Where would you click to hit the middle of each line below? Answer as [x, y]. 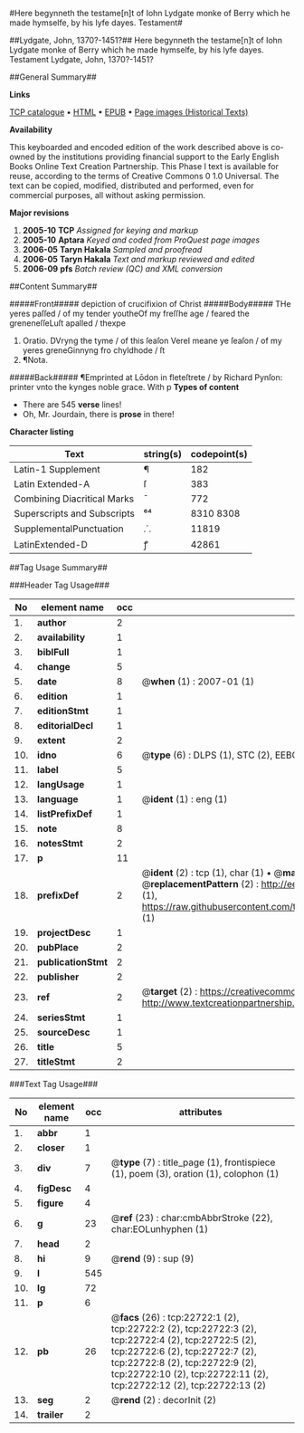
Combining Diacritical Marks [74, 499]
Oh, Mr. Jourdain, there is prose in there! [98, 414]
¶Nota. [35, 360]
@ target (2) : [170, 992]
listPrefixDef [65, 814]
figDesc [55, 1188]
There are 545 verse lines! [72, 405]
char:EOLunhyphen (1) [160, 1229]
